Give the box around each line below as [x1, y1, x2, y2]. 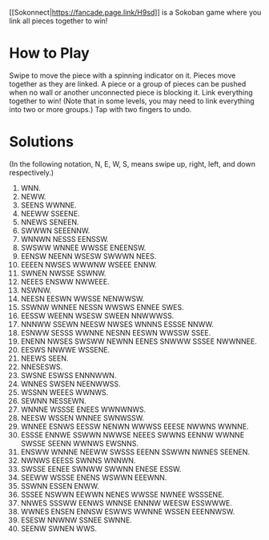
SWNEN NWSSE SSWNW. [20, 268, 106, 278]
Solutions [9, 133, 74, 151]
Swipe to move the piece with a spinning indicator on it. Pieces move [9, 71, 236, 80]
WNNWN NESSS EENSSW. [20, 234, 109, 244]
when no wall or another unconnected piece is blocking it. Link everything [9, 87, 253, 97]
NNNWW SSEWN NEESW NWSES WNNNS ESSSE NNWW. [20, 319, 215, 328]
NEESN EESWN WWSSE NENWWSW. [20, 293, 145, 304]
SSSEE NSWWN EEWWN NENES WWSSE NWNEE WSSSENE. [20, 490, 225, 499]
